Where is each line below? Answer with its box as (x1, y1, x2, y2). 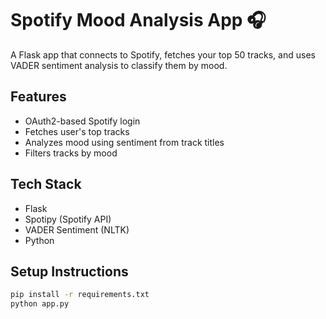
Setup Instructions (10, 263, 129, 280)
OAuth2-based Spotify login (24, 115, 141, 127)
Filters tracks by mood (24, 147, 118, 159)
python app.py (10, 299, 70, 309)
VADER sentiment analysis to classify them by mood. (10, 59, 228, 71)
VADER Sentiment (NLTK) (24, 223, 130, 236)
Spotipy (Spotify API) (24, 213, 112, 225)
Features (10, 88, 67, 106)
